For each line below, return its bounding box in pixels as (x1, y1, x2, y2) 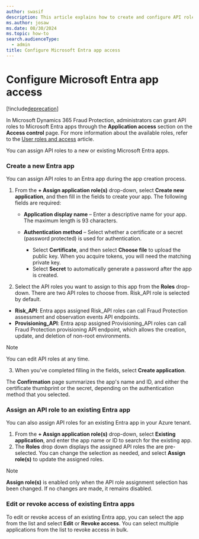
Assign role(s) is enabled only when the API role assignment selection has (6, 479, 188, 486)
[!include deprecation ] (6, 105, 59, 112)
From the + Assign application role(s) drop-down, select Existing (14, 430, 176, 438)
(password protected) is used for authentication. (23, 235, 142, 242)
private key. (32, 259, 61, 266)
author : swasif (6, 8, 44, 15)
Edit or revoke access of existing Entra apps (6, 500, 135, 508)
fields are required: (14, 199, 62, 206)
